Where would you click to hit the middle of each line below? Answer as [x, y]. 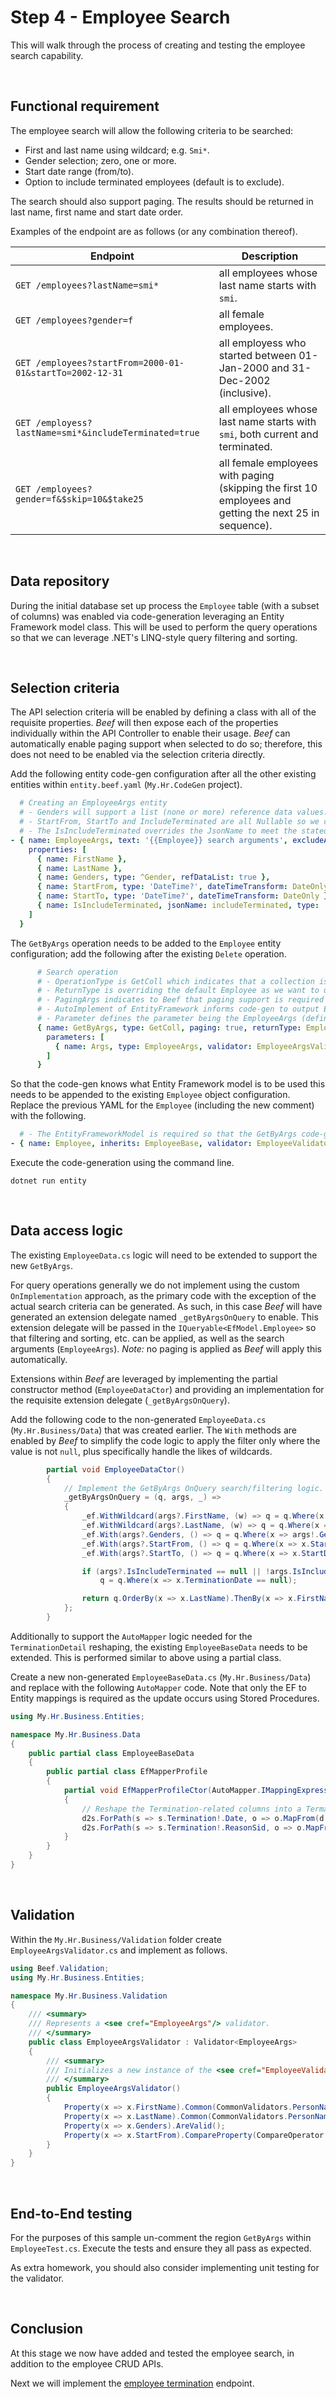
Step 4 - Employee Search [120, 17]
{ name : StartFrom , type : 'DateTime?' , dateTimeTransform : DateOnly [182, 887]
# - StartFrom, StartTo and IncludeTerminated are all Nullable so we [169, 822]
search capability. [47, 55]
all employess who [262, 343]
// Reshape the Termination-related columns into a [191, 1809]
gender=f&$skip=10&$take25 [79, 499]
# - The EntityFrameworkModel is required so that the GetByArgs [158, 1134]
